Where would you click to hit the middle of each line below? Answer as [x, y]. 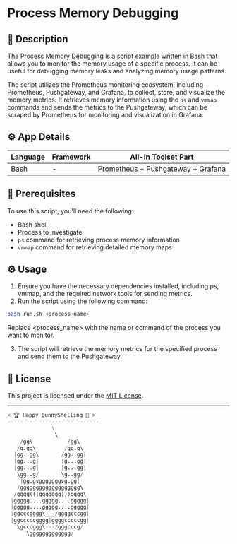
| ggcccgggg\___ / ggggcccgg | [50, 514]
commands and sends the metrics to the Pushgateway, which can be [108, 107]
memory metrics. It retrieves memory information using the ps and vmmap [112, 100]
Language [28, 157]
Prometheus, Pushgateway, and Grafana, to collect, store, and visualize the [116, 92]
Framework [72, 157]
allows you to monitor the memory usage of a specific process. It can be [113, 64]
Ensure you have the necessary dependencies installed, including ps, [118, 286]
